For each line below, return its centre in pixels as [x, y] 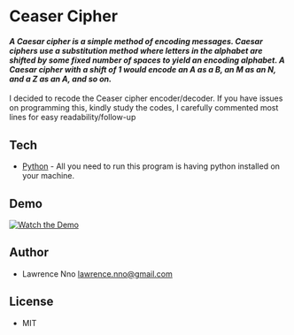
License [31, 302]
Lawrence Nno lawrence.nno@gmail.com [97, 274]
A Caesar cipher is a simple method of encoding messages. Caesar [136, 41]
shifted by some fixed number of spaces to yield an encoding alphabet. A [147, 60]
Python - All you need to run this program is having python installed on [151, 166]
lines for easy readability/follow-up [73, 118]
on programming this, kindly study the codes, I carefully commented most [144, 108]
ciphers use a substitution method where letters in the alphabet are [136, 50]
